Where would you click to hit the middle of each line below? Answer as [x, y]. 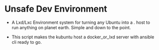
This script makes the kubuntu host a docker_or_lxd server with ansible [83, 37]
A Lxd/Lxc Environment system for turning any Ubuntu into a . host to [81, 22]
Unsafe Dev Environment [56, 9]
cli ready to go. [26, 42]
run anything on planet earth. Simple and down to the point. [71, 27]
